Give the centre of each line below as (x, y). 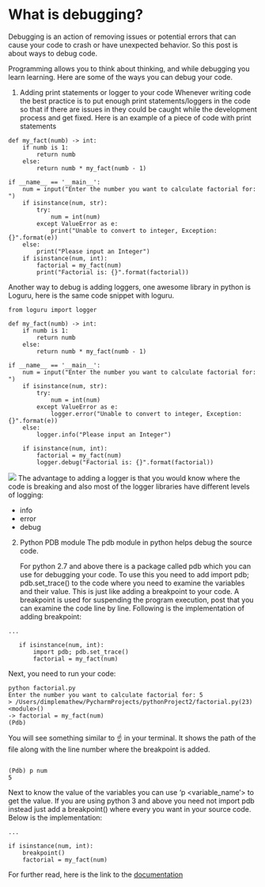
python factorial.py (42, 688)
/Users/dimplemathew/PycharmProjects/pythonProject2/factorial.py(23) (134, 702)
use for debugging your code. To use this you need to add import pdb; (134, 574)
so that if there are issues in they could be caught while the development (138, 109)
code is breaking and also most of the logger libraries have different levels (129, 486)
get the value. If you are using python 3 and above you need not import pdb (131, 801)
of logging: (26, 495)
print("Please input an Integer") (93, 251)
